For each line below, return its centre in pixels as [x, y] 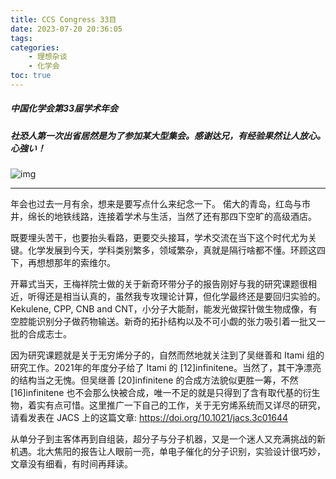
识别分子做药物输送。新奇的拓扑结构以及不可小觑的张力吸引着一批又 [176, 322]
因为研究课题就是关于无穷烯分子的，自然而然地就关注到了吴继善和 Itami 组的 [167, 355]
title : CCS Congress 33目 [63, 19]
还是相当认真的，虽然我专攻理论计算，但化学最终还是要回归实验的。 [185, 297]
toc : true [31, 76]
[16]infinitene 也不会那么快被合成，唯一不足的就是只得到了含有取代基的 [156, 393]
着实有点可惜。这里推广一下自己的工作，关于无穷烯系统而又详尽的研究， [176, 405]
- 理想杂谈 [48, 57]
